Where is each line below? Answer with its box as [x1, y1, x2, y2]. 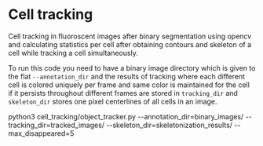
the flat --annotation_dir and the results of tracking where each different [8, 71, 246, 81]
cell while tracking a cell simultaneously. [8, 48, 139, 57]
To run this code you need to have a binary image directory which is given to [8, 63, 256, 72]
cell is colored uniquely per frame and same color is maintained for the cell [8, 80, 250, 89]
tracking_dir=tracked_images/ [8, 120, 104, 130]
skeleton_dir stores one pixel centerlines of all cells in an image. [8, 97, 217, 106]
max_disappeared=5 [8, 128, 75, 138]
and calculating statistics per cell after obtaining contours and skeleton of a [8, 39, 252, 49]
